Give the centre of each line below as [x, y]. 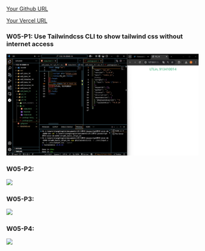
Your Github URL [27, 9]
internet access [30, 44]
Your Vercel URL [27, 20]
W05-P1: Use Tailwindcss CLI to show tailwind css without [95, 36]
